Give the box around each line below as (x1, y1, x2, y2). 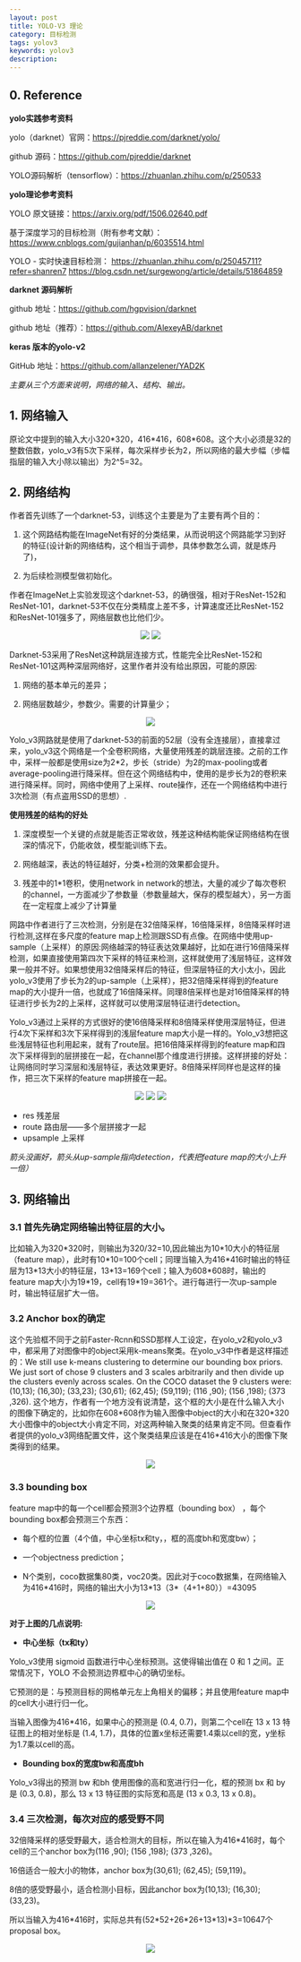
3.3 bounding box (9, 1481, 88, 1493)
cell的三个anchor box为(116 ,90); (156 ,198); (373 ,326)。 (9, 1846, 218, 1857)
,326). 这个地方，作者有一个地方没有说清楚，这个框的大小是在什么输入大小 (9, 1397, 285, 1407)
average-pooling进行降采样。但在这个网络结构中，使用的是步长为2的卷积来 (9, 768, 288, 779)
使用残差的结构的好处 (9, 810, 88, 821)
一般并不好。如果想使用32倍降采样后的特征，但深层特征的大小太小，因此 (16, 964, 287, 975)
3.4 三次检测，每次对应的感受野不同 (9, 1812, 165, 1825)
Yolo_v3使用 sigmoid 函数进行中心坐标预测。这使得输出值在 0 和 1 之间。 (9, 1656, 277, 1666)
